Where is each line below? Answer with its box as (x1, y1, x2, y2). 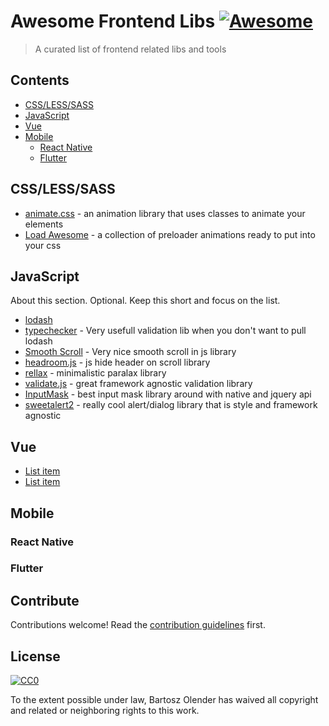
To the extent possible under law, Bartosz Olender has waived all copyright (10, 694, 319, 706)
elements (24, 218, 64, 230)
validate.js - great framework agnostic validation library (24, 378, 253, 390)
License (10, 648, 61, 665)
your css (24, 239, 62, 251)
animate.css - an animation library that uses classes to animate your (24, 207, 306, 219)
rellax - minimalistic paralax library (24, 367, 167, 379)
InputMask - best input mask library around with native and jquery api (24, 388, 312, 400)
